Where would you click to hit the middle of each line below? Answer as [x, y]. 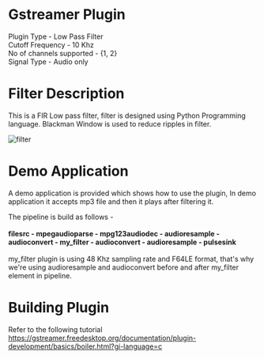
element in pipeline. [40, 275]
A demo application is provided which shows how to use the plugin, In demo [132, 193]
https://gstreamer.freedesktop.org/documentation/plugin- [102, 338]
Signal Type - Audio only [48, 62]
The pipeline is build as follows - [61, 217]
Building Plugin [58, 308]
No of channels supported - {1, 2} [63, 53]
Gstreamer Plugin [67, 15]
